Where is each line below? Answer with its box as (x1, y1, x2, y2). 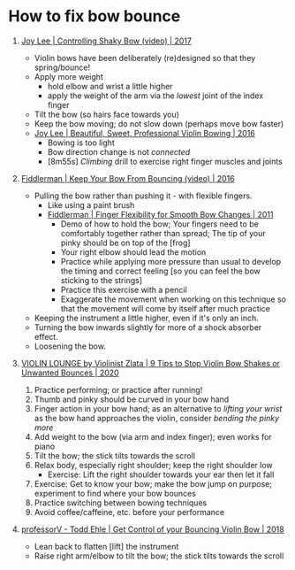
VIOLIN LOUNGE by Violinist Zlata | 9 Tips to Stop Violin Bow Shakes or (20, 358, 280, 368)
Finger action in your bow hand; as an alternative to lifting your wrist (34, 403, 283, 413)
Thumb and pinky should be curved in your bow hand (34, 394, 230, 404)
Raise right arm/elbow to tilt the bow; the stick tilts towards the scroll (34, 551, 284, 561)
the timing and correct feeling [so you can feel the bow (60, 266, 261, 276)
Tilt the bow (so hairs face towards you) (34, 109, 180, 119)
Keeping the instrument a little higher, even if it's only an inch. (34, 312, 260, 323)
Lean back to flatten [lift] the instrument (34, 541, 179, 551)
